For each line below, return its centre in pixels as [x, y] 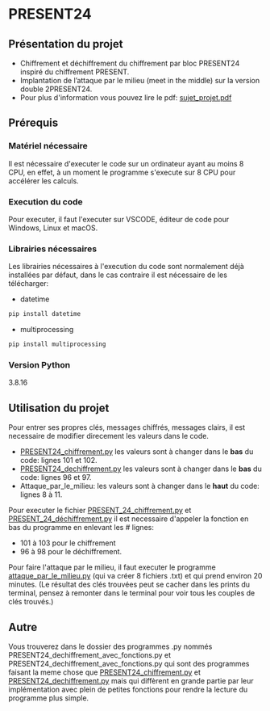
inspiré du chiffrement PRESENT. [75, 72]
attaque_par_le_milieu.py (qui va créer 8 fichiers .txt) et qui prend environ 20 [135, 576]
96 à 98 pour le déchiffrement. [71, 552]
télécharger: [29, 284]
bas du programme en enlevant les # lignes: [81, 528]
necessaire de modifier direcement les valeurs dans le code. [109, 436]
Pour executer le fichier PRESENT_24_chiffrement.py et [100, 511]
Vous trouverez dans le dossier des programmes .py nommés [110, 646]
